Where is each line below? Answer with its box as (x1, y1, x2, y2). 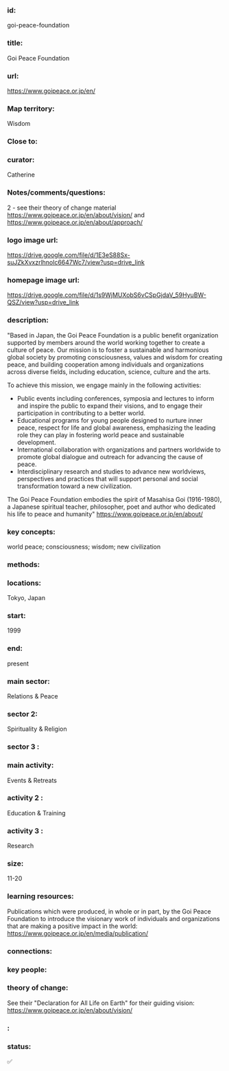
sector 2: (7, 709, 38, 718)
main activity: (7, 760, 54, 770)
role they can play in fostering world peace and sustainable (16, 430, 184, 439)
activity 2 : (7, 793, 43, 803)
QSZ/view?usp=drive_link (7, 298, 80, 307)
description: (7, 316, 49, 325)
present (7, 659, 29, 667)
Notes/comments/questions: (7, 188, 106, 197)
